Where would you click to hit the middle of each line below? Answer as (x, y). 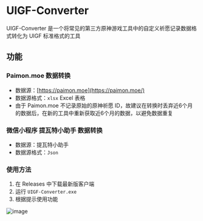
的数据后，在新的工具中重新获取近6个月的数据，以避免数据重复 (94, 113)
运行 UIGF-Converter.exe (46, 192)
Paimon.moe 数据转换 (39, 75)
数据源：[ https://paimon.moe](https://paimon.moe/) (80, 90)
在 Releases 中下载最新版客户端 (55, 184)
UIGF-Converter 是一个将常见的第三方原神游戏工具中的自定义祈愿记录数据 (99, 28)
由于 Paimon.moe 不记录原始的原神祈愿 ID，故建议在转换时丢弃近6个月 (104, 105)
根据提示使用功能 (36, 199)
